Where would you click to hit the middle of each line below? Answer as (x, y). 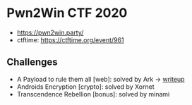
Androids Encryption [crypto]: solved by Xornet (85, 87)
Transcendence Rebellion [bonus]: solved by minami (93, 94)
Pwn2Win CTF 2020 (67, 13)
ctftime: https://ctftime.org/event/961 (70, 39)
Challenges (32, 62)
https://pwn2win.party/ (50, 32)
